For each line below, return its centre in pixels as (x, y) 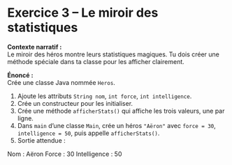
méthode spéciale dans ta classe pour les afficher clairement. (96, 61)
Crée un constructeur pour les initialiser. (75, 103)
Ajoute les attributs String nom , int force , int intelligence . (104, 96)
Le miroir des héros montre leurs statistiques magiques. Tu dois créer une (114, 54)
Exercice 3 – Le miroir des (83, 13)
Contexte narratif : (35, 47)
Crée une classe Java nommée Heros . (61, 82)
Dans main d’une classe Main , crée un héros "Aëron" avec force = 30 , (117, 125)
